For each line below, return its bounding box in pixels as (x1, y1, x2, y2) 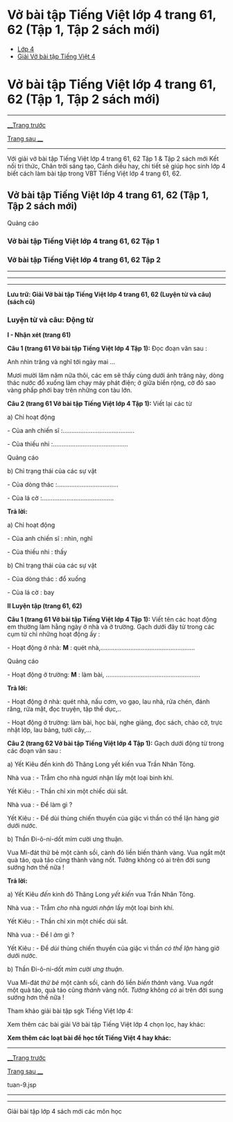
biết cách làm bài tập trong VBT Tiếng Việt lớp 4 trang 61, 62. (7, 169, 182, 177)
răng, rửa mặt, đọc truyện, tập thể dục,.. (7, 705, 121, 713)
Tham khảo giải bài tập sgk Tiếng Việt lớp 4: (7, 1006, 133, 1016)
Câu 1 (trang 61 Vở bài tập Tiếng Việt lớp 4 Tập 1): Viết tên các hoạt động (7, 615, 217, 624)
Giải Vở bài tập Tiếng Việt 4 (17, 52, 96, 61)
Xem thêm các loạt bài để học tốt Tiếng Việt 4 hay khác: (7, 1034, 171, 1042)
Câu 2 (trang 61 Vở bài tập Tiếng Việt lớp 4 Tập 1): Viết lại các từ (7, 400, 192, 408)
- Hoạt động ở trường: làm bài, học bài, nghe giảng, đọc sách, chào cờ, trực (7, 718, 223, 727)
